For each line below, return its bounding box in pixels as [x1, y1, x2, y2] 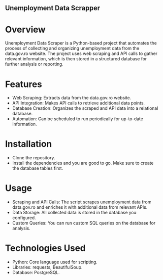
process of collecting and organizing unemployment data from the [5, 46, 139, 51]
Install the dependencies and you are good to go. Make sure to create [12, 160, 154, 166]
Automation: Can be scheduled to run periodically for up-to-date [12, 116, 144, 122]
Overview [5, 24, 46, 35]
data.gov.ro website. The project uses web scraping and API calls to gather [5, 50, 158, 56]
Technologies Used [5, 242, 86, 254]
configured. [12, 215, 36, 221]
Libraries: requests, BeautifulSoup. [12, 264, 83, 270]
